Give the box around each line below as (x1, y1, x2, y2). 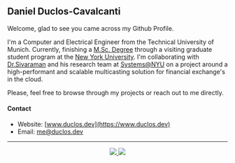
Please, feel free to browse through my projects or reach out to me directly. (7, 88, 224, 97)
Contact (7, 104, 31, 113)
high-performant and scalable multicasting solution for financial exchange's (7, 67, 226, 76)
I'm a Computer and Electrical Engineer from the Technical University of (7, 38, 215, 46)
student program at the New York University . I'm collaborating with (7, 52, 199, 61)
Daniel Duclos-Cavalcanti (7, 6, 121, 17)
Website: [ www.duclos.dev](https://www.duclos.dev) (17, 120, 171, 129)
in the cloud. (7, 75, 43, 83)
